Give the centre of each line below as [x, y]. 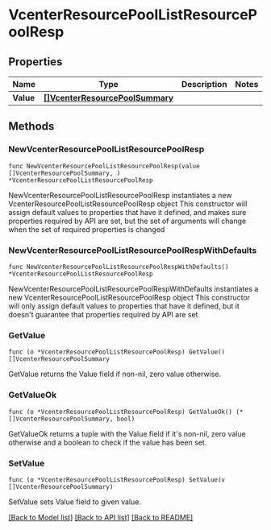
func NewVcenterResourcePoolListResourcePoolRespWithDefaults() [119, 267]
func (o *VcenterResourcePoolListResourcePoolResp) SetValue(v [117, 480]
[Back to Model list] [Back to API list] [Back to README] [101, 517]
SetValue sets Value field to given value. [75, 502]
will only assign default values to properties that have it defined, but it [124, 306]
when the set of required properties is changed [87, 229]
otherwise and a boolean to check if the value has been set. [108, 442]
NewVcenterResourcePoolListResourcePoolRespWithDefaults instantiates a [133, 288]
